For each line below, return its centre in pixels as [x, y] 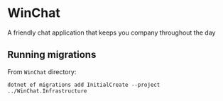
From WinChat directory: [42, 71]
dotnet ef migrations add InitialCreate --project [84, 85]
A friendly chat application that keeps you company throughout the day [111, 32]
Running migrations [52, 55]
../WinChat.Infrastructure [47, 91]
